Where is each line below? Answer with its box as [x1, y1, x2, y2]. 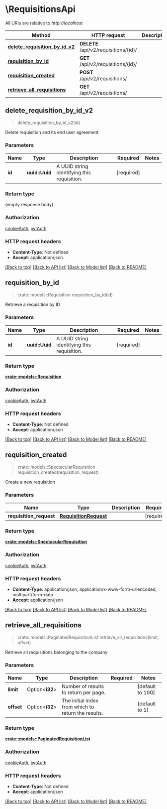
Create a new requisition [5, 479, 56, 485]
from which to [61, 703, 94, 710]
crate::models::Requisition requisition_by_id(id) [17, 291, 113, 297]
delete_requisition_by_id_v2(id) [17, 120, 81, 126]
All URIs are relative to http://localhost [5, 20, 83, 26]
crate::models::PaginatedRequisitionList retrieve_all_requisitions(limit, [17, 634, 159, 640]
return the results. [61, 710, 103, 717]
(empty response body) [5, 202, 54, 208]
